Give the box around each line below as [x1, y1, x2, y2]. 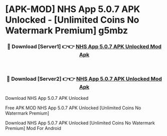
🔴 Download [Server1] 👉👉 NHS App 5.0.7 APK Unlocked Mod [7, 43, 162, 50]
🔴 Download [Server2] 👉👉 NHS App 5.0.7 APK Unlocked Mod [7, 75, 162, 82]
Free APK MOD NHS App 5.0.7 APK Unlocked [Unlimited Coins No [5, 104, 141, 111]
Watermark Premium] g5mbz [5, 25, 128, 36]
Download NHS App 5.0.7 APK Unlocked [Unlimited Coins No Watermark [5, 119, 155, 126]
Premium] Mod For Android [5, 125, 62, 131]
